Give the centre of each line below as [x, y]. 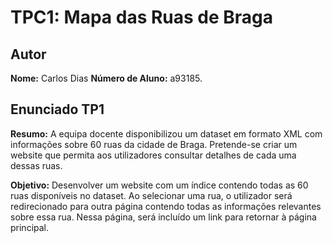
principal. [30, 227]
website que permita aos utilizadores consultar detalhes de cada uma [153, 155]
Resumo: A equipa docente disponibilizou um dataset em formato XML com [166, 133]
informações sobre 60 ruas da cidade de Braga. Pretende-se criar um [154, 144]
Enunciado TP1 [57, 109]
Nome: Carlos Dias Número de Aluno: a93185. [106, 78]
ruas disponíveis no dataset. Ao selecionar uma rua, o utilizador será [151, 195]
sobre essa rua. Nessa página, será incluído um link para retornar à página [163, 217]
